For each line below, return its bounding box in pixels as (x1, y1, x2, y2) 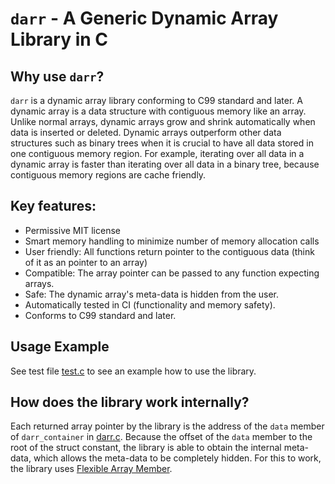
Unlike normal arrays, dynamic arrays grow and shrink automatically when (10, 116, 316, 127)
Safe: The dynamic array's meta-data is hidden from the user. (24, 288, 280, 300)
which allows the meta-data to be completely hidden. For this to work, (33, 452, 322, 464)
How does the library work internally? (10, 394, 250, 411)
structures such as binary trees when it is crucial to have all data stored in (10, 137, 314, 149)
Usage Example (10, 338, 110, 356)
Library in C (10, 28, 109, 51)
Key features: (10, 198, 97, 215)
